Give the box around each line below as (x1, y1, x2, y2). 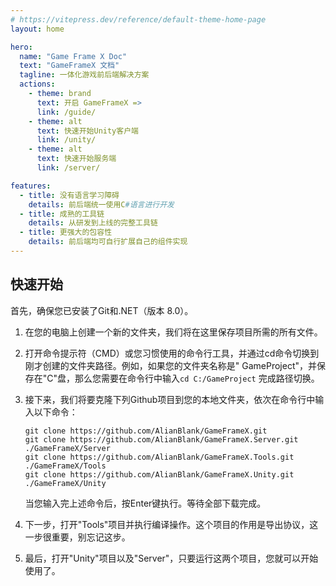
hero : (10, 42, 33, 52)
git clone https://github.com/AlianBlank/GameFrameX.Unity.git (24, 469, 295, 480)
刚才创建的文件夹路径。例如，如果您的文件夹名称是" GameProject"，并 (24, 359, 318, 371)
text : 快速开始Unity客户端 (36, 126, 139, 136)
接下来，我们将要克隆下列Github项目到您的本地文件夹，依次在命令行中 (24, 393, 316, 405)
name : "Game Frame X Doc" (19, 51, 128, 61)
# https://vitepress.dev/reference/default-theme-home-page (10, 14, 267, 25)
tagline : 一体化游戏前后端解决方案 (19, 70, 150, 80)
